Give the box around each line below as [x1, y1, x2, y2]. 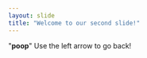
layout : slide [8, 11, 56, 20]
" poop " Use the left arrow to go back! [8, 41, 132, 50]
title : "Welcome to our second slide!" [8, 19, 141, 27]
